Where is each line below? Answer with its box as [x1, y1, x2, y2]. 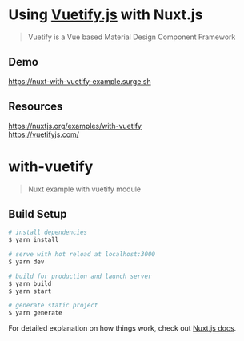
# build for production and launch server [8, 272, 152, 280]
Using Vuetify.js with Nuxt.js [8, 6, 203, 24]
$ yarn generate [8, 309, 62, 317]
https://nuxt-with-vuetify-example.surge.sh [8, 76, 152, 86]
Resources [8, 100, 63, 114]
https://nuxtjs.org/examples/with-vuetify [8, 121, 142, 130]
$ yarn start [8, 287, 52, 295]
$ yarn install [8, 236, 59, 244]
